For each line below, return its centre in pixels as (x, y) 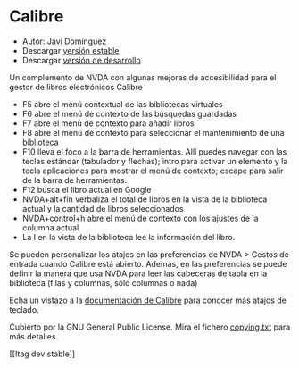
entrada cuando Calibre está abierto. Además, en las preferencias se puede (148, 263)
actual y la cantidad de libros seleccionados (103, 208)
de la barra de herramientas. (75, 180)
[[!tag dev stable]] (42, 354)
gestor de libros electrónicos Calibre (76, 87)
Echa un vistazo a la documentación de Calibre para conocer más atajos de (148, 300)
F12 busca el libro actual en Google (87, 189)
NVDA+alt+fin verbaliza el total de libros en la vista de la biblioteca (145, 199)
